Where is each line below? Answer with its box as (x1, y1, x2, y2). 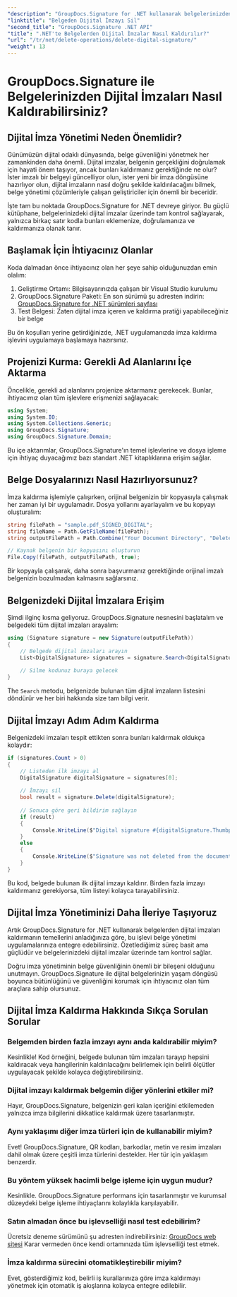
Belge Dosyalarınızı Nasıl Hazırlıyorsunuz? (7, 474, 198, 486)
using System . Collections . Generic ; (7, 420, 112, 427)
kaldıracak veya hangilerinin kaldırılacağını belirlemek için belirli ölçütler (7, 1060, 215, 1069)
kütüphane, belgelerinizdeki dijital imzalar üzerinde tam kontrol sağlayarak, (7, 209, 224, 217)
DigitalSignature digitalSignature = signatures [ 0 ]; (20, 774, 178, 781)
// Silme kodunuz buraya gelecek (20, 667, 119, 674)
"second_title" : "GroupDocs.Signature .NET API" (7, 23, 153, 30)
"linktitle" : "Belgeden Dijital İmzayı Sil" (7, 17, 140, 24)
